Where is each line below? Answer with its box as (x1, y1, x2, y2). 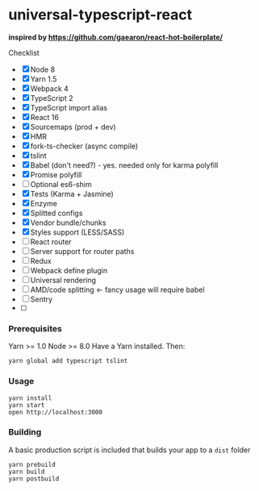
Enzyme (30, 198, 58, 208)
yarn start (8, 401, 45, 409)
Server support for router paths (30, 246, 135, 256)
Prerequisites (8, 322, 62, 334)
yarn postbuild (8, 474, 60, 483)
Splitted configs (30, 208, 83, 218)
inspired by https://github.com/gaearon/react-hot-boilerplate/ (8, 32, 223, 42)
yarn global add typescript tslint (8, 357, 128, 365)
